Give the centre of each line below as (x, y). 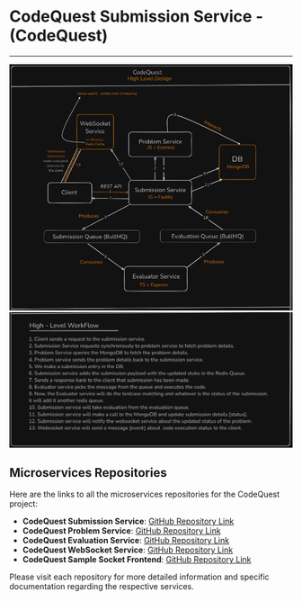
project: (24, 504)
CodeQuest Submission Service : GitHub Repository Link (128, 521)
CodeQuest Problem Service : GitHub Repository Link (122, 531)
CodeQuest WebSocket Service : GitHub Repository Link (128, 550)
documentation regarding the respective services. (102, 587)
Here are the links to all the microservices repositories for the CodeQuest (145, 494)
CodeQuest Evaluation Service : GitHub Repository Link (126, 541)
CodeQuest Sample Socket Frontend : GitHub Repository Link (137, 560)
